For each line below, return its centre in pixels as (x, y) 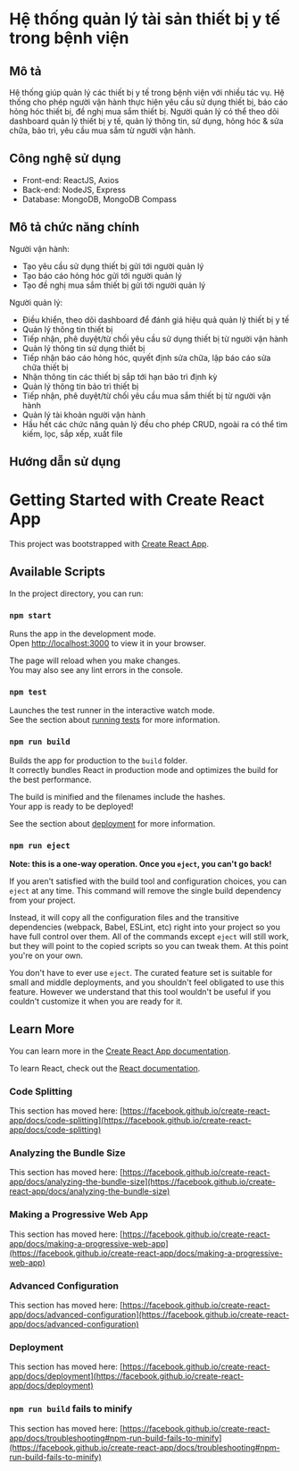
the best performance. (50, 779)
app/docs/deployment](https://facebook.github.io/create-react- (126, 1376)
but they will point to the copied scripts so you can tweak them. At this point (149, 946)
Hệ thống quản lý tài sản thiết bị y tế (145, 19)
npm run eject (40, 845)
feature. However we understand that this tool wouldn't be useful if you (140, 991)
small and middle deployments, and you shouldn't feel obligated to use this (147, 982)
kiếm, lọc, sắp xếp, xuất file (72, 433)
